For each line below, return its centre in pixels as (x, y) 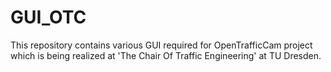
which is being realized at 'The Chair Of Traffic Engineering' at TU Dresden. (166, 55)
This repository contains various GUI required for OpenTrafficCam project (161, 45)
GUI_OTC (48, 17)
